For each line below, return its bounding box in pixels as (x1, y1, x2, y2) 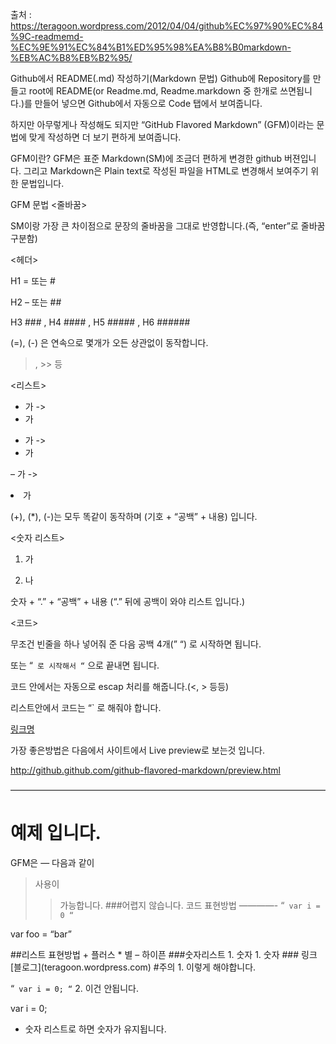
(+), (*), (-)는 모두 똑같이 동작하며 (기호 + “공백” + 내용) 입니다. (10, 511, 258, 522)
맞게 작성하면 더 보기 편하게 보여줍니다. (28, 131, 182, 143)
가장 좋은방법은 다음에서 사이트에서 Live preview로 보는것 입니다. (10, 744, 266, 756)
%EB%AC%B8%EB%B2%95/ (10, 52, 133, 63)
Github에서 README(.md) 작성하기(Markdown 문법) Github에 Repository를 (10, 73, 311, 84)
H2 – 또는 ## (10, 296, 62, 308)
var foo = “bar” (10, 928, 72, 940)
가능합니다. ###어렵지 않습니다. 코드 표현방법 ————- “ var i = (59, 899, 321, 911)
